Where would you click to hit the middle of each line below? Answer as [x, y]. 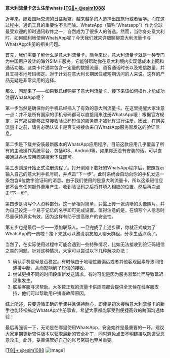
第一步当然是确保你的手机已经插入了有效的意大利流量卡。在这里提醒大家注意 [85, 108]
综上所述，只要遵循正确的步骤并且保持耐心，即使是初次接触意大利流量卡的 [83, 304]
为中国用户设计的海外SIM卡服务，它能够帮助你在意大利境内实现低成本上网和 [85, 61]
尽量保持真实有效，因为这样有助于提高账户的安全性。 [61, 217]
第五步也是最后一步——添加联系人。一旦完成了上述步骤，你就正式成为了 [80, 227]
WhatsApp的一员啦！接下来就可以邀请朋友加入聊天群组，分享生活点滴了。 [83, 234]
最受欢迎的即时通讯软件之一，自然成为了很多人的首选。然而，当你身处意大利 [85, 31]
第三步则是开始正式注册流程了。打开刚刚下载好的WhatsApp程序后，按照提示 [85, 168]
